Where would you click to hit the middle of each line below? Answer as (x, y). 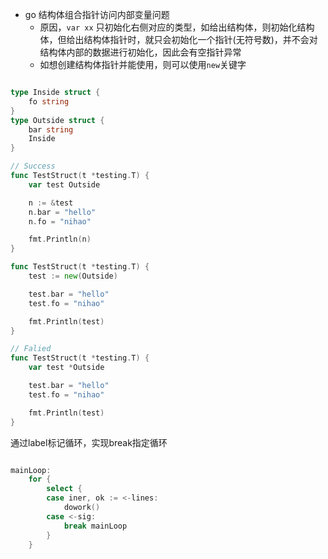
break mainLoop (95, 526)
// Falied (31, 349)
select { (64, 489)
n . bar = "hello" (62, 212)
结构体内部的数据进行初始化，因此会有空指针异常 (140, 52)
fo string (49, 101)
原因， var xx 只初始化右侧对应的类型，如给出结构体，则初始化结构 (177, 27)
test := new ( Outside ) (73, 276)
